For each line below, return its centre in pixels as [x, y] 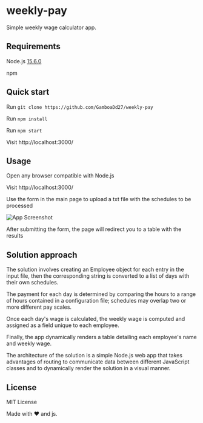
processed [20, 206]
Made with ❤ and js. [32, 414]
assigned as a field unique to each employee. [63, 325]
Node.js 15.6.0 [24, 61]
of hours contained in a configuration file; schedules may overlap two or [96, 301]
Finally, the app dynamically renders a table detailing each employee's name [101, 337]
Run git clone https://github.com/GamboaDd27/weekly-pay [80, 106]
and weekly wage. [29, 343]
